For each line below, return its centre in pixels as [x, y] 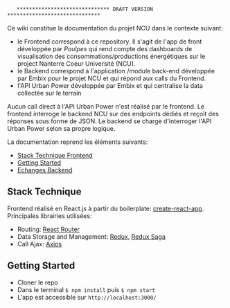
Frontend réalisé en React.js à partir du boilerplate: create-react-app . [106, 208]
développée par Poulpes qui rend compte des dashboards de [105, 49]
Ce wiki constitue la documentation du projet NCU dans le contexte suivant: [115, 28]
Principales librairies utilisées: [50, 216]
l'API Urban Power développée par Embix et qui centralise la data [110, 85]
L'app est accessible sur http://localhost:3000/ [87, 297]
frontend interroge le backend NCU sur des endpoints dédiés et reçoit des [113, 114]
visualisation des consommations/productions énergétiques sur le [111, 56]
